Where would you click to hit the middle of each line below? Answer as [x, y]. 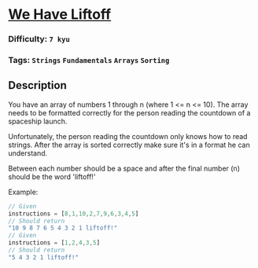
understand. [28, 153]
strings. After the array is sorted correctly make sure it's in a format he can [129, 145]
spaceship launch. [38, 121]
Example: [23, 192]
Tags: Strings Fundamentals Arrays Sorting [89, 61]
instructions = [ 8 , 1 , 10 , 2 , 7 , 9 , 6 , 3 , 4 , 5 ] [74, 214]
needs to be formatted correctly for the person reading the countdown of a [129, 112]
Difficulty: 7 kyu [39, 39]
